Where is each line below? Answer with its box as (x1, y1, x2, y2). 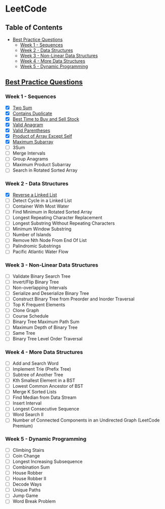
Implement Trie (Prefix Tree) (12, 366, 72, 372)
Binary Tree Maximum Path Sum (12, 319, 80, 325)
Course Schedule (12, 313, 49, 319)
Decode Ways (12, 481, 42, 487)
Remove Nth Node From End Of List (12, 237, 87, 243)
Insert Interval (12, 400, 42, 406)
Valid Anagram (12, 122, 43, 128)
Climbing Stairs (12, 447, 44, 453)
